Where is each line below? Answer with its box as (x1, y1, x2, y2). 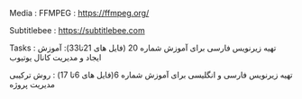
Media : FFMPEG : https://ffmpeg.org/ (9, 8, 150, 18)
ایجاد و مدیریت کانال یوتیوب (9, 52, 102, 62)
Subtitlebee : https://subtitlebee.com (9, 25, 146, 35)
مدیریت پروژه (9, 79, 56, 89)
